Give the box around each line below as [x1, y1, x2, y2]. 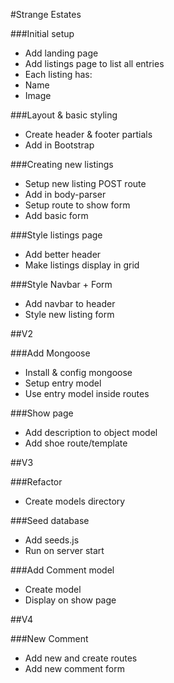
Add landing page [24, 47, 99, 59]
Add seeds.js [24, 534, 80, 546]
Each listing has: [24, 69, 93, 80]
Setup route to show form [24, 199, 131, 211]
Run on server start [24, 545, 105, 556]
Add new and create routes [24, 652, 138, 664]
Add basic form [24, 210, 89, 221]
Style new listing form [24, 309, 115, 320]
